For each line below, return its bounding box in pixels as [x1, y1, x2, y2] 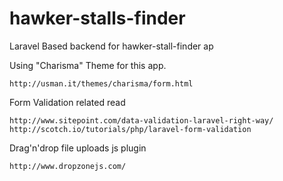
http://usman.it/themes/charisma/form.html [9, 78, 194, 89]
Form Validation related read [9, 96, 126, 108]
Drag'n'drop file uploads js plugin [9, 142, 147, 154]
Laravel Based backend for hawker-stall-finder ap [9, 40, 214, 52]
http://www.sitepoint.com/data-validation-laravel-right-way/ [9, 115, 274, 126]
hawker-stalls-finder [9, 7, 186, 30]
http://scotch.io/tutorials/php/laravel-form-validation [9, 124, 252, 134]
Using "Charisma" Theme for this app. [9, 59, 167, 71]
